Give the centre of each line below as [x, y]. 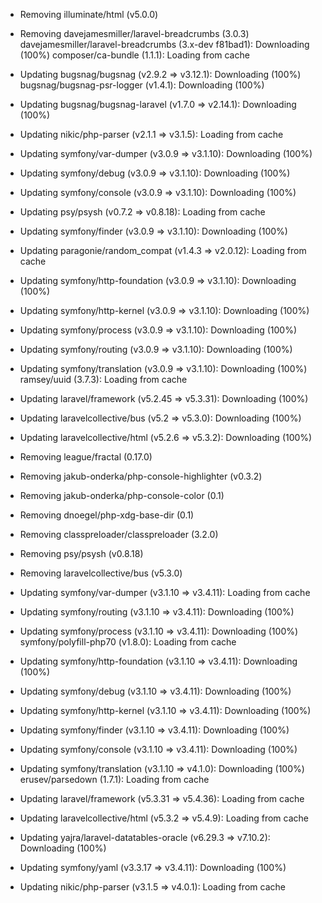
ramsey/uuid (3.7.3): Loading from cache [103, 379]
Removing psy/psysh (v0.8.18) [81, 553]
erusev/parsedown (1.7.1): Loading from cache [114, 779]
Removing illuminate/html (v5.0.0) [89, 14]
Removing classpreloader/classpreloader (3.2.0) [119, 534]
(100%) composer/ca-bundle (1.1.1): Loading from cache [134, 55]
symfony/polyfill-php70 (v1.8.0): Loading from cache [128, 642]
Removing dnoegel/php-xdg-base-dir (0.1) [107, 515]
